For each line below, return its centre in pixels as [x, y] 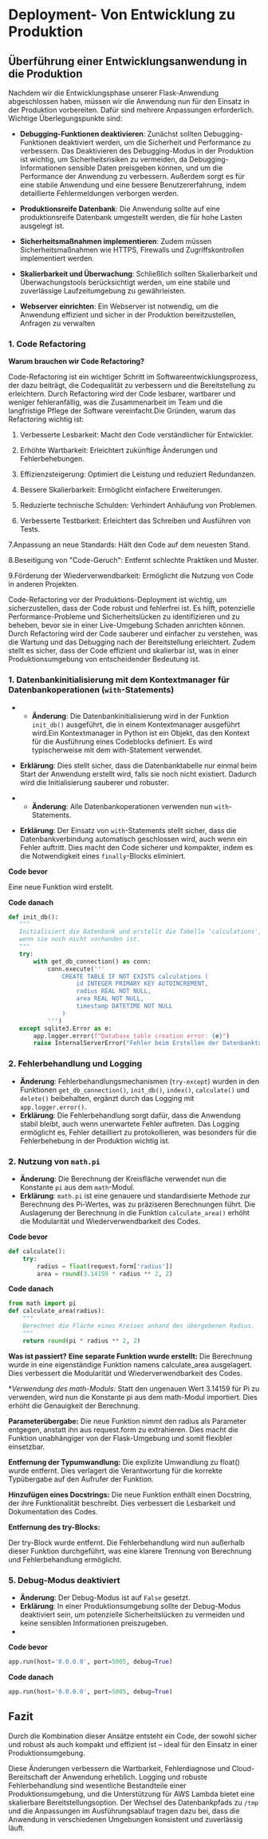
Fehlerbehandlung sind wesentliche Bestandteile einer [97, 1785]
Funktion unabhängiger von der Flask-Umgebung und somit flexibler [120, 1438]
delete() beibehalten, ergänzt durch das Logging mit [107, 1098]
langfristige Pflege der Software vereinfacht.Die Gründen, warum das [122, 411]
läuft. [17, 1828]
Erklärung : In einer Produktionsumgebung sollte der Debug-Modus [130, 1606]
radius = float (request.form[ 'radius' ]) [105, 1266]
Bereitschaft [28, 1777]
